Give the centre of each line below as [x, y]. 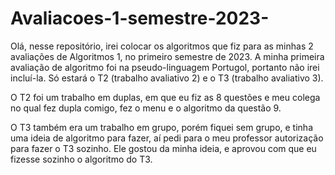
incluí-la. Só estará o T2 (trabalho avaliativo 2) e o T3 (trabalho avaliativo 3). [167, 78]
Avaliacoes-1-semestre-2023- [140, 18]
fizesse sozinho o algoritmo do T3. [81, 159]
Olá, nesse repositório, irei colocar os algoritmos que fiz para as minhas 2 [162, 46]
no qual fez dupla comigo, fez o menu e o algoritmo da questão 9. [146, 108]
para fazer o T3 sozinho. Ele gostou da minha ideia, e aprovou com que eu [163, 148]
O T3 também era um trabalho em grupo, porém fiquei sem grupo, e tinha [161, 127]
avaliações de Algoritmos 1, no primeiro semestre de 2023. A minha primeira [167, 56]
